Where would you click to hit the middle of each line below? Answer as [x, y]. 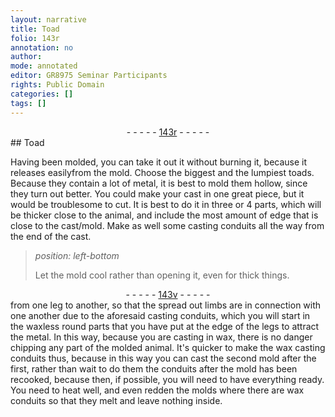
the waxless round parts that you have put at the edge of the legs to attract [165, 326]
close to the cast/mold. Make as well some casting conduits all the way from [167, 225]
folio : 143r [35, 38]
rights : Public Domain [57, 85]
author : [26, 57]
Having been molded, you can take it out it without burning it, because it [159, 162]
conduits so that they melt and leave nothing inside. [116, 400]
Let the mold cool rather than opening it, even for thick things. [162, 275]
